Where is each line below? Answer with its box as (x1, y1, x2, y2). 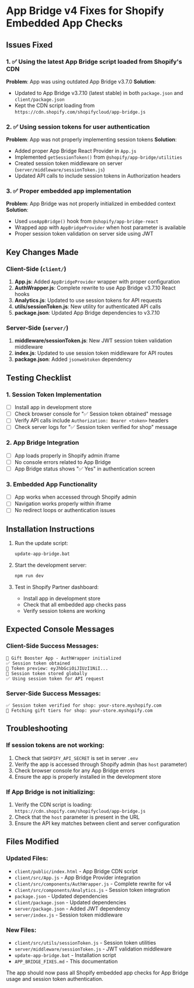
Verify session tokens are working (23, 607, 105, 614)
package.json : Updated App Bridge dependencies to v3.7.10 (14, 309, 160, 316)
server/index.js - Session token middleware (14, 911, 123, 918)
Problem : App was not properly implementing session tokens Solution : (6, 136, 177, 143)
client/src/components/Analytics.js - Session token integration (14, 886, 171, 893)
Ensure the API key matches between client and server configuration (14, 819, 180, 827)
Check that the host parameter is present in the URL (14, 813, 140, 820)
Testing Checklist (6, 373, 71, 383)
